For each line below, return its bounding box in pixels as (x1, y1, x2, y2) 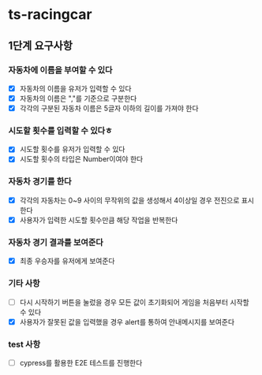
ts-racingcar (8, 6, 92, 24)
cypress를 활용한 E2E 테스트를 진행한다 (19, 358, 143, 367)
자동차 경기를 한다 (8, 176, 73, 187)
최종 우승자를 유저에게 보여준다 (19, 256, 115, 265)
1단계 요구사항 (8, 39, 73, 52)
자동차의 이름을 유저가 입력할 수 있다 (19, 84, 132, 93)
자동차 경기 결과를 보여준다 (8, 236, 104, 247)
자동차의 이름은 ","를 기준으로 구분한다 (19, 93, 137, 103)
